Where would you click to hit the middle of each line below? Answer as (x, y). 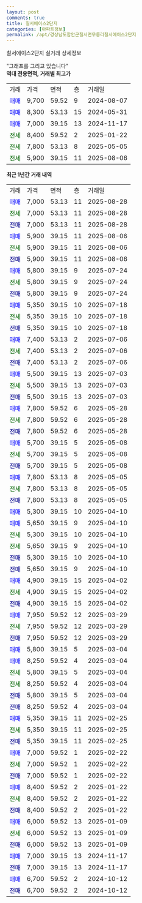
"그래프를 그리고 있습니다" (37, 66)
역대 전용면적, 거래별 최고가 (39, 73)
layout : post (23, 12)
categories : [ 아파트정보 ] (36, 29)
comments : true (26, 18)
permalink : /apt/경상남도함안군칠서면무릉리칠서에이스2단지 (71, 35)
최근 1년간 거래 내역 (29, 174)
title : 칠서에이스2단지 (32, 23)
